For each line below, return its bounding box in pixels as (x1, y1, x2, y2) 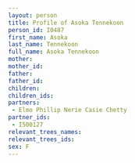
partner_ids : (8, 114, 51, 121)
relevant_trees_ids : (8, 135, 76, 143)
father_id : (8, 77, 44, 85)
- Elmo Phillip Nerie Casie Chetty (11, 107, 127, 114)
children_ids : (8, 92, 55, 100)
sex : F (8, 143, 30, 150)
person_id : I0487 (8, 26, 65, 34)
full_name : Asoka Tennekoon (8, 48, 100, 56)
